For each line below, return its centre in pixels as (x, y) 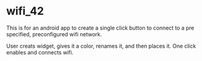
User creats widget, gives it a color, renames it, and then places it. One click (101, 46)
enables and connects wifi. (40, 52)
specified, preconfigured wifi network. (54, 34)
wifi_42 (25, 11)
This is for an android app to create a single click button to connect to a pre (100, 28)
